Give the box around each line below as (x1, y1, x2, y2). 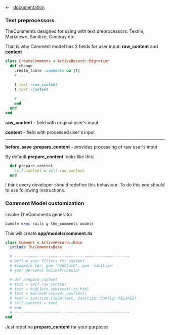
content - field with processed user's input (5, 129, 95, 135)
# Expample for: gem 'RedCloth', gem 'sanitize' (10, 263, 114, 268)
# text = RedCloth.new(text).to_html (10, 286, 90, 292)
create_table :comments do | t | (14, 68, 80, 73)
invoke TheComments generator (5, 211, 73, 217)
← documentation (5, 5, 45, 10)
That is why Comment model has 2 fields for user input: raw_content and (5, 43, 158, 50)
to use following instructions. (5, 187, 66, 194)
